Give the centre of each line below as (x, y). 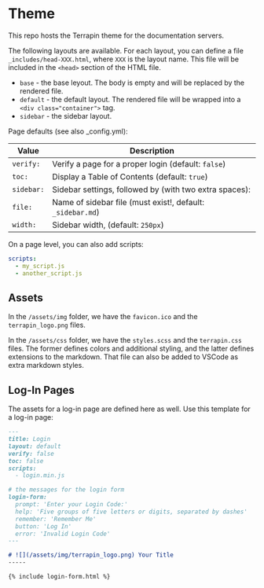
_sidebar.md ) (76, 211)
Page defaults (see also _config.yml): (68, 131)
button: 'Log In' (44, 526)
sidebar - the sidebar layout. (66, 116)
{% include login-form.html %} (59, 577)
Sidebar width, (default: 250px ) (108, 225)
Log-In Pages (41, 390)
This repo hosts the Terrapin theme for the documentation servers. (116, 35)
